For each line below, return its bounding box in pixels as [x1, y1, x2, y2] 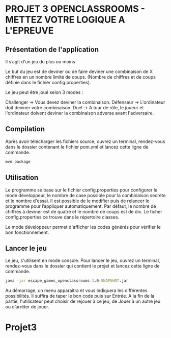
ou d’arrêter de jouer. [5, 304, 49, 310]
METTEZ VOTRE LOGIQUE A [5, 14, 126, 26]
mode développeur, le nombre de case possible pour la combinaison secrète [5, 192, 166, 198]
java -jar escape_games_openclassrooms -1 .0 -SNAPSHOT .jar [5, 278, 129, 283]
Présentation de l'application [5, 45, 99, 54]
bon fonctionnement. [5, 229, 49, 235]
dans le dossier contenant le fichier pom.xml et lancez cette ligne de [5, 143, 149, 150]
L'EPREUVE [5, 25, 54, 36]
